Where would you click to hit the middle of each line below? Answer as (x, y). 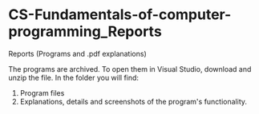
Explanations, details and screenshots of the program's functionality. (133, 101)
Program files (42, 92)
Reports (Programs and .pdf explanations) (77, 53)
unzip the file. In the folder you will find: (73, 77)
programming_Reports (85, 31)
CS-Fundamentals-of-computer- (120, 15)
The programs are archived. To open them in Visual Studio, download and (130, 69)
